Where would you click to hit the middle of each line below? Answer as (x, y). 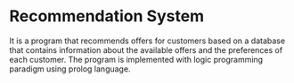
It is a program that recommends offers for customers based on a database (147, 41)
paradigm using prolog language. (70, 69)
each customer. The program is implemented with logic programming (136, 59)
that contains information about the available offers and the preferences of (146, 49)
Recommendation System (107, 16)
